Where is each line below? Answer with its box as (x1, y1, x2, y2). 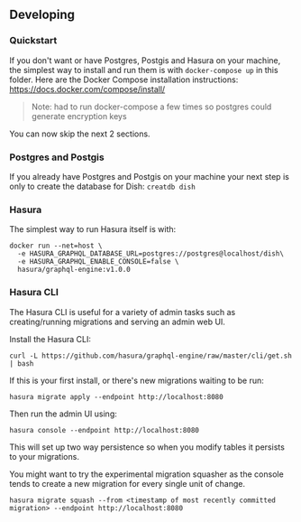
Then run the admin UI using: (9, 408, 117, 419)
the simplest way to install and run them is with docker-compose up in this (9, 64, 278, 75)
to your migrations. (9, 451, 79, 461)
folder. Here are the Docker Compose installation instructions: (9, 74, 239, 85)
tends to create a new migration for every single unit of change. (9, 478, 246, 489)
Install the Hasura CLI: (9, 333, 92, 344)
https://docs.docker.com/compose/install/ (9, 83, 166, 94)
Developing (9, 7, 75, 23)
